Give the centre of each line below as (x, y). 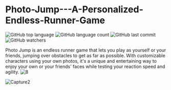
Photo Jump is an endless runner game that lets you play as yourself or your (86, 50)
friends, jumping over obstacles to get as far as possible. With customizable (85, 56)
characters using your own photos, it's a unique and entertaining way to (81, 61)
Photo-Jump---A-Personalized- (74, 10)
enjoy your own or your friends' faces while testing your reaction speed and (85, 66)
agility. (12, 72)
